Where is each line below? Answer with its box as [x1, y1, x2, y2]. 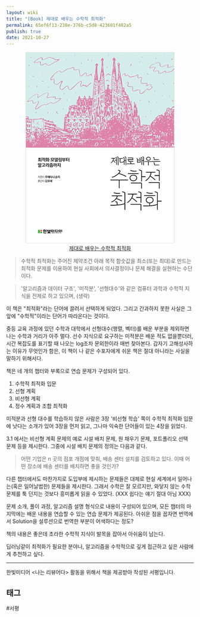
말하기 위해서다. [6, 355, 43, 362]
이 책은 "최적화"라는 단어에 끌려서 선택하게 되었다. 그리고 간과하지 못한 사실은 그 [6, 305, 192, 312]
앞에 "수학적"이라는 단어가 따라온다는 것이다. [6, 312, 110, 320]
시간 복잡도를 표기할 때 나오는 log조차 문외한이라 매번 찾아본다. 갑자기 [6, 340, 168, 347]
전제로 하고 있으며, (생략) [32, 292, 90, 300]
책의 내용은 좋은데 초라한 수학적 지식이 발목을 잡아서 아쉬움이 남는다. [6, 530, 165, 538]
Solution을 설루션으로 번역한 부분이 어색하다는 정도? [12, 518, 134, 525]
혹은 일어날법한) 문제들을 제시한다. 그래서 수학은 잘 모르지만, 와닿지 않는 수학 [12, 483, 191, 490]
